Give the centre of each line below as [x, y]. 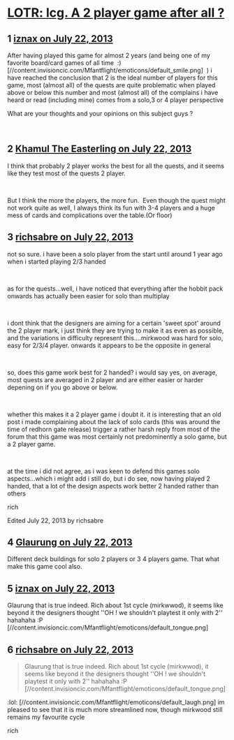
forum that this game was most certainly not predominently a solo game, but [117, 436]
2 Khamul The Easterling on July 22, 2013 [100, 149]
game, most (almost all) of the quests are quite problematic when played [111, 85]
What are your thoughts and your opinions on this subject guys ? [100, 114]
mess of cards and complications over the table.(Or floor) [90, 215]
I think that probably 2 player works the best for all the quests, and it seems [116, 166]
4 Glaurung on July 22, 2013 [70, 543]
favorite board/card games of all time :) [64, 63]
